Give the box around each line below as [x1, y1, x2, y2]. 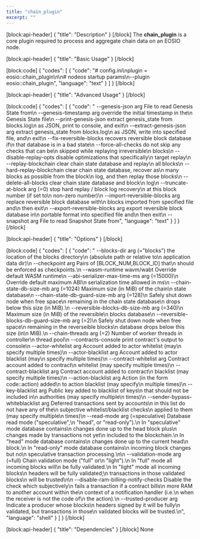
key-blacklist [6, 387, 38, 394]
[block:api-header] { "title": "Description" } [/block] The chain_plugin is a [6, 31, 187, 38]
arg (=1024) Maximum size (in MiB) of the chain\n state [51, 285, 186, 292]
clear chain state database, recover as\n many [65, 166, 179, 174]
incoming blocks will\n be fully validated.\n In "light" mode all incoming [6, 463, 181, 470]
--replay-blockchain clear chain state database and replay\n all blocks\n [6, 160, 184, 167]
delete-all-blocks [6, 179, 48, 186]
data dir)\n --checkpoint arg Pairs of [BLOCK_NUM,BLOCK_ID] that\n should [6, 259, 194, 267]
